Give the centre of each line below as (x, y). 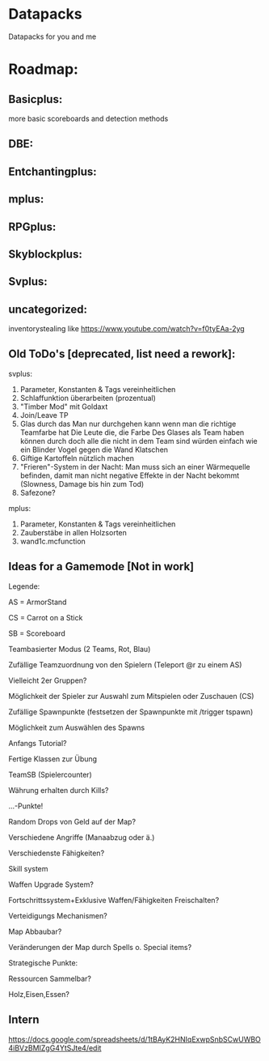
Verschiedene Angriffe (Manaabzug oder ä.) (82, 837)
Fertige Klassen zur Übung (53, 759)
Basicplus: (36, 99)
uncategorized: (48, 309)
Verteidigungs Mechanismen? (58, 915)
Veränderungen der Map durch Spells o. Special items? (100, 947)
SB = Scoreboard (37, 633)
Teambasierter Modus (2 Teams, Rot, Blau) (80, 649)
